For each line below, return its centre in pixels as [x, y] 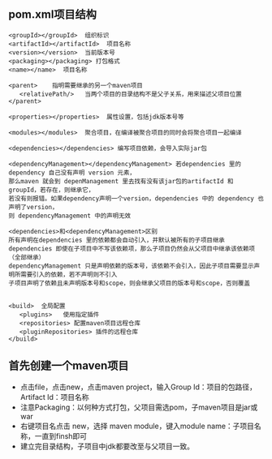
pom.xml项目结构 [53, 15]
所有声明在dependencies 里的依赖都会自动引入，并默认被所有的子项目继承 [117, 240]
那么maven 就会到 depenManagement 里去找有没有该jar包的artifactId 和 [121, 181]
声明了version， [33, 207]
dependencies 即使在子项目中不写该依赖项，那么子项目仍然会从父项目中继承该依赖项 [132, 249]
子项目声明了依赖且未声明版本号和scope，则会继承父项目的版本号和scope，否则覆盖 [129, 283]
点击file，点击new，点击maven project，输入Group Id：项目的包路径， [138, 387]
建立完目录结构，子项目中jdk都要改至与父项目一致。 [107, 446]
